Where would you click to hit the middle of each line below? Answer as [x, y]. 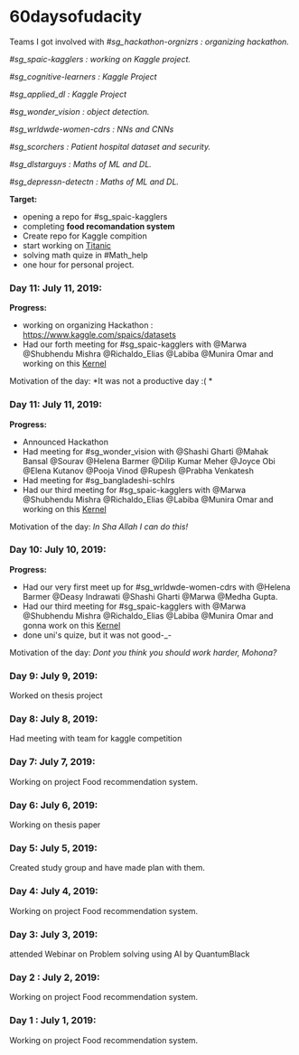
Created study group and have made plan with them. [107, 868]
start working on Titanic [66, 245]
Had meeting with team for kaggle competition [96, 739]
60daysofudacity [76, 17]
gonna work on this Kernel [71, 625]
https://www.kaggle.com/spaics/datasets [99, 335]
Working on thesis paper [55, 825]
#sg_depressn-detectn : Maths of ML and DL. [94, 182]
